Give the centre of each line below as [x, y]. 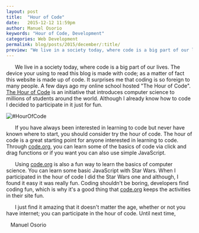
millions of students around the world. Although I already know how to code [99, 98]
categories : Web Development [42, 39]
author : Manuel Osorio [34, 28]
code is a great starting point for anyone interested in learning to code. [92, 140]
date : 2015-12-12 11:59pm [41, 22]
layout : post [22, 12]
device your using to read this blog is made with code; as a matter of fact [95, 73]
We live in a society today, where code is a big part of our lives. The [97, 67]
